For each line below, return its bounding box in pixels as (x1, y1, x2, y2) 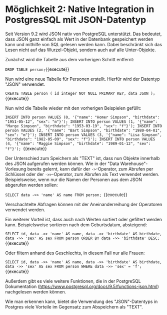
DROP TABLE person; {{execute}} (5, 66, 69, 72)
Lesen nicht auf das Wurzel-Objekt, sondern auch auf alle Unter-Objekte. (5, 47, 156, 53)
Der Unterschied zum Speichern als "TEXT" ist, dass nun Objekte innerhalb (5, 155, 160, 161)
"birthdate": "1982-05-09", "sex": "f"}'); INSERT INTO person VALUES (5, 136, 155, 141)
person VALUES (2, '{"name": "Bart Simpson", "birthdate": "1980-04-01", (5, 128, 162, 133)
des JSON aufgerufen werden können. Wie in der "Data (5, 161, 119, 167)
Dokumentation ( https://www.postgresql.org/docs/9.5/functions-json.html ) (5, 283, 159, 289)
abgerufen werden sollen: (5, 182, 58, 188)
